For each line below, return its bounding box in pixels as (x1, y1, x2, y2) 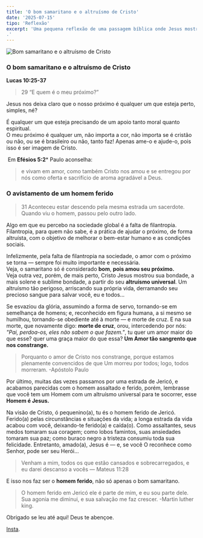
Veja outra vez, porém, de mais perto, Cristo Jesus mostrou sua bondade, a (6, 271, 195, 279)
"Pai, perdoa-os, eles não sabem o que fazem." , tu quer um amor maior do (6, 328, 193, 336)
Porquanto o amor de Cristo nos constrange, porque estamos (21, 353, 174, 360)
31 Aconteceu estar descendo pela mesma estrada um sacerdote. (21, 203, 185, 210)
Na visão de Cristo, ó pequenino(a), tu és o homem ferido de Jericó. (6, 408, 176, 416)
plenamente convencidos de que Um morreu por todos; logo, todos (21, 359, 189, 367)
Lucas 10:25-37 (6, 77, 47, 84)
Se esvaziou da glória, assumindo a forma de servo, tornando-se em (6, 302, 177, 310)
